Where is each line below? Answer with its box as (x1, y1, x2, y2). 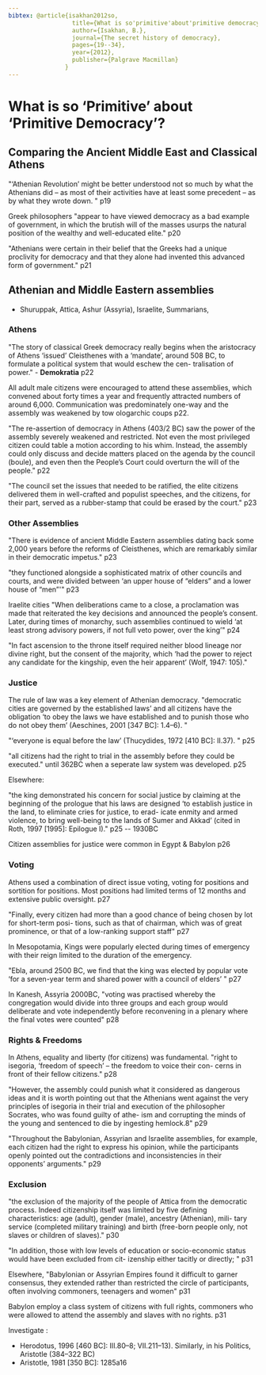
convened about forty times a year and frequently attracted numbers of (8, 391, 241, 400)
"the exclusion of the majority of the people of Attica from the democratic (8, 1197, 248, 1206)
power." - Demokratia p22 (8, 367, 94, 377)
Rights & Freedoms (8, 1034, 82, 1045)
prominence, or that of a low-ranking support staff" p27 (8, 926, 190, 936)
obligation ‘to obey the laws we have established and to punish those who (8, 712, 249, 722)
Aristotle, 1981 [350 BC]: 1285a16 (19, 1358, 127, 1368)
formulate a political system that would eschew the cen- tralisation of (8, 358, 234, 369)
